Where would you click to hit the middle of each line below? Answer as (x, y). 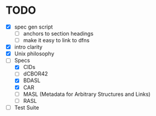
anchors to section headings (58, 34)
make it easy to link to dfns (56, 40)
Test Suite (27, 107)
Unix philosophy (34, 54)
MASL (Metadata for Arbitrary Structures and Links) (87, 94)
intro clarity (28, 47)
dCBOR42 (36, 74)
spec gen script (33, 27)
